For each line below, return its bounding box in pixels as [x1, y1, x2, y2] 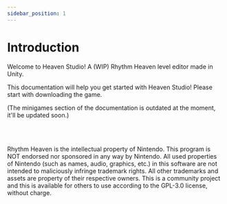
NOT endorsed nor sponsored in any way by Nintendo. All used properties [7, 152, 217, 160]
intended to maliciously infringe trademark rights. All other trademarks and [7, 166, 219, 175]
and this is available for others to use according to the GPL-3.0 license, [7, 181, 208, 190]
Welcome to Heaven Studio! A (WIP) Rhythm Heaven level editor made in [7, 63, 213, 71]
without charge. [7, 188, 52, 196]
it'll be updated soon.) [7, 111, 69, 119]
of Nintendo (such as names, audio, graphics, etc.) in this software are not [7, 159, 218, 168]
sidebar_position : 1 [7, 10, 67, 17]
